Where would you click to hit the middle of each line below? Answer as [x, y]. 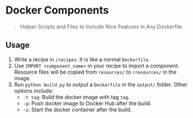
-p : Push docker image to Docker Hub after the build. [87, 103]
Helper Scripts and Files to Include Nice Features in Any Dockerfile [101, 27]
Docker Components [57, 10]
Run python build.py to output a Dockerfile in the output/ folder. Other [101, 84]
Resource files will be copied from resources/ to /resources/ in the [95, 72]
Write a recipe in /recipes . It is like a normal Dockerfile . [82, 59]
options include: [34, 91]
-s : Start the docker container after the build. [77, 109]
